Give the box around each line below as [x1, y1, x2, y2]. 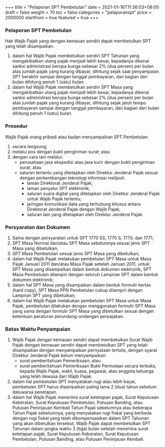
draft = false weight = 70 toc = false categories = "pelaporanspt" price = [5, 9, 152, 15]
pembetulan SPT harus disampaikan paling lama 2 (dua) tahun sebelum [12, 384, 157, 390]
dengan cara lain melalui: [12, 154, 63, 160]
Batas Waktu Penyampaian [5, 325, 71, 332]
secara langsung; [12, 143, 48, 149]
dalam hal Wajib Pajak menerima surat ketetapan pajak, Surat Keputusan [12, 394, 159, 400]
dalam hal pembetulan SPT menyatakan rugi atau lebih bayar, [12, 379, 137, 384]
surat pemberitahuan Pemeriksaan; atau [19, 358, 101, 364]
